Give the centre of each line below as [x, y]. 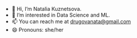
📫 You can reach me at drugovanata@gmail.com [71, 21]
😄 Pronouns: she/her [37, 30]
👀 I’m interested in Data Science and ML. [61, 15]
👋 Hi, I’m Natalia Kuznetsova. [46, 9]
